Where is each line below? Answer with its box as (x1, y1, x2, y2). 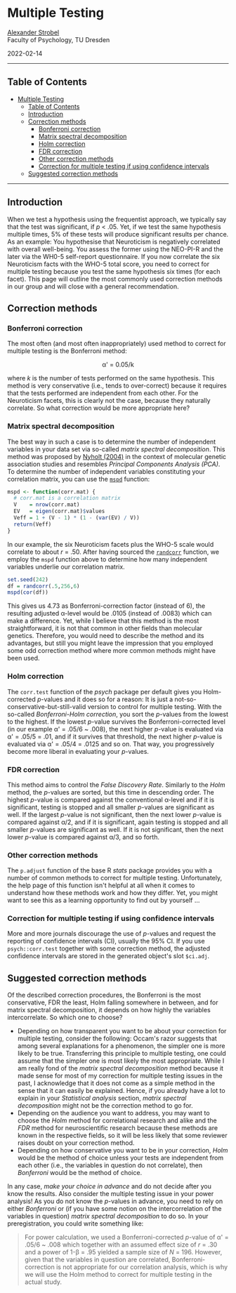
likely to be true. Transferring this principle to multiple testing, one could (17, 1049, 226, 1058)
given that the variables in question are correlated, (24, 1255, 171, 1264)
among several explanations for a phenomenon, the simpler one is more (17, 1042, 225, 1050)
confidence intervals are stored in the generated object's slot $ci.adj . (7, 952, 209, 960)
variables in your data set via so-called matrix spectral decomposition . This (7, 444, 225, 453)
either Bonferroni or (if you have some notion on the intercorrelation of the (7, 1205, 222, 1213)
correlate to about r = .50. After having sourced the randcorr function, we (7, 548, 220, 556)
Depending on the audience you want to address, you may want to (17, 1109, 210, 1118)
